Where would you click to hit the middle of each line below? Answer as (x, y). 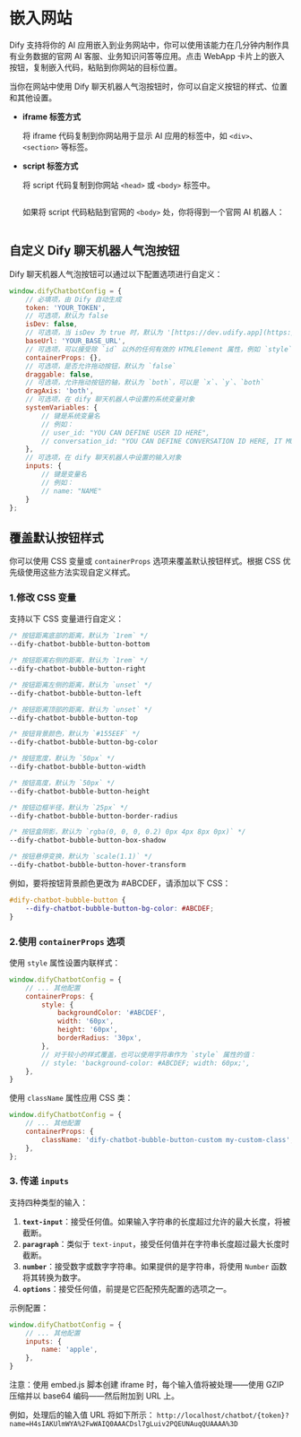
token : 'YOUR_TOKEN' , (65, 307)
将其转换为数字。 (54, 1277)
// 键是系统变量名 (71, 416)
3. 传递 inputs (39, 1182)
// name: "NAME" (72, 491)
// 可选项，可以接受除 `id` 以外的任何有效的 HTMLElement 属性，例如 (143, 349)
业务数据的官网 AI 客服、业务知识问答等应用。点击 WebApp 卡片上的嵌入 (150, 56)
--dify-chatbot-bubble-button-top (74, 718)
